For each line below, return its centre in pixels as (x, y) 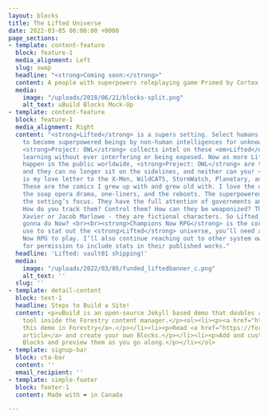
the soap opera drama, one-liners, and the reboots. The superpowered (142, 194)
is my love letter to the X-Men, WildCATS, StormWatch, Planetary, (137, 179)
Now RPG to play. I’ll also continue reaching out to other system (137, 239)
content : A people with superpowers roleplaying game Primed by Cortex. (139, 82)
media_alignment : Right (55, 127)
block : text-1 (39, 298)
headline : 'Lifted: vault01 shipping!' (82, 253)
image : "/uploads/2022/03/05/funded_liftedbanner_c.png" (119, 269)
